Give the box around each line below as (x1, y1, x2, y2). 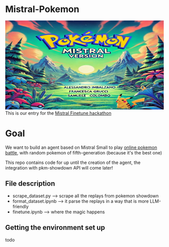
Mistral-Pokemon (5, 4, 79, 15)
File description (5, 180, 55, 188)
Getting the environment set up (5, 223, 105, 232)
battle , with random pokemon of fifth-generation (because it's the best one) (5, 149, 162, 155)
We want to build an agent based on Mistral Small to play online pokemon (5, 144, 157, 150)
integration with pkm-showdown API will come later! (5, 164, 113, 171)
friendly (12, 203, 29, 209)
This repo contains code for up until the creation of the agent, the (5, 159, 141, 166)
